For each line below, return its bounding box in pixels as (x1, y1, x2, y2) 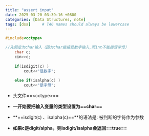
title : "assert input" (5, 7, 54, 13)
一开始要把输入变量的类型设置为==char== (12, 103, 102, 110)
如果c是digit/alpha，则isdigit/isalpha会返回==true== (12, 125, 127, 131)
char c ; (14, 49, 31, 55)
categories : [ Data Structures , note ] (5, 17, 86, 22)
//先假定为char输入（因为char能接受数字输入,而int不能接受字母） (5, 45, 129, 50)
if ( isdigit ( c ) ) (14, 64, 50, 69)
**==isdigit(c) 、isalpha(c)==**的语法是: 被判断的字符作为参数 (12, 114, 144, 120)
